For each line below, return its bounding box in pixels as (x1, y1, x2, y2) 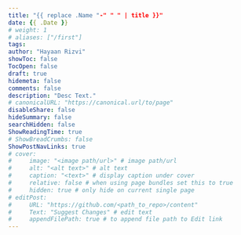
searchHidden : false (8, 121, 76, 128)
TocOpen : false (8, 63, 58, 70)
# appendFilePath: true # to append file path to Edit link (8, 215, 223, 223)
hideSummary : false (8, 114, 72, 121)
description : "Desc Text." (8, 92, 97, 99)
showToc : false (8, 56, 58, 63)
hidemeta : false (8, 77, 61, 85)
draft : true (8, 70, 47, 78)
